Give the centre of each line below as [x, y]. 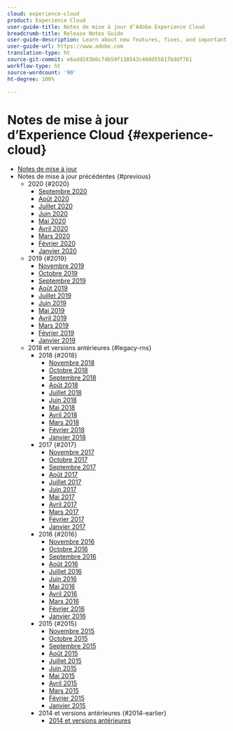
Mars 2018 [64, 422]
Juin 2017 [63, 490]
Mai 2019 [51, 311]
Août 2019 [53, 288]
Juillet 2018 [65, 393]
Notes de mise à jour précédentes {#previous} [84, 177]
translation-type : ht [39, 53]
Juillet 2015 [65, 661]
